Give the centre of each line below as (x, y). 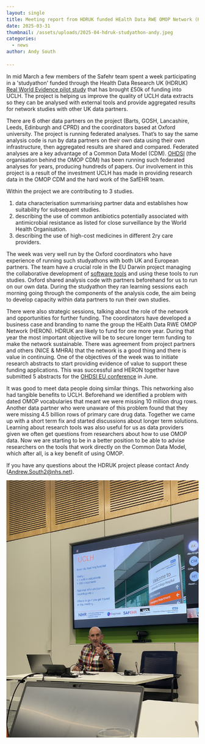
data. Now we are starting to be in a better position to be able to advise (95, 440)
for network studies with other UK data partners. (67, 109)
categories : (21, 39)
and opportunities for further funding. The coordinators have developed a (99, 318)
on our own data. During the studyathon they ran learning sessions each (97, 286)
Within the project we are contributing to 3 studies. (70, 191)
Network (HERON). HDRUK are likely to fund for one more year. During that (100, 331)
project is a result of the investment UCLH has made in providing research (99, 173)
